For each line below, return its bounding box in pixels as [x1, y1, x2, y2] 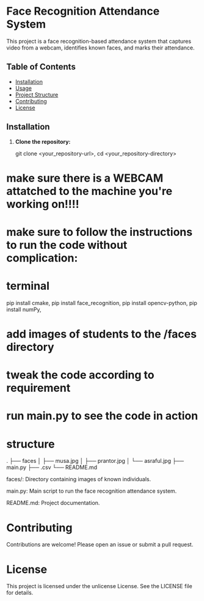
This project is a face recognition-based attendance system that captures [6, 37, 191, 45]
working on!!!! [6, 197, 79, 211]
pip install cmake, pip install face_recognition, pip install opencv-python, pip [6, 299, 197, 306]
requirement [6, 381, 71, 395]
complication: [6, 251, 78, 265]
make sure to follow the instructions [6, 225, 193, 239]
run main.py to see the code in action [6, 409, 199, 423]
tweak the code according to [6, 368, 155, 382]
